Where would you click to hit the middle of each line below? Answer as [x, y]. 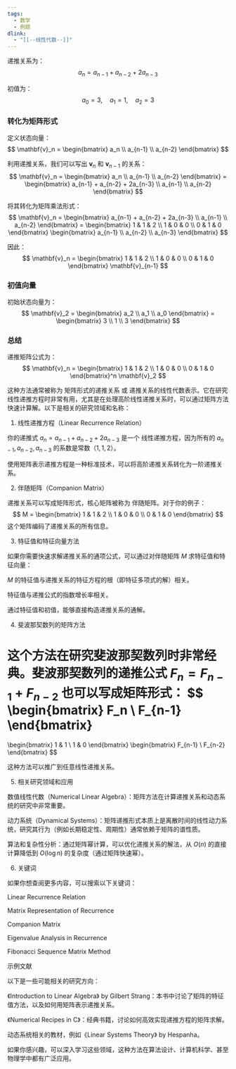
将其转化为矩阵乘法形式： [44, 205]
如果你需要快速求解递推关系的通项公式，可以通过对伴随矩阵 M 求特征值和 [113, 556]
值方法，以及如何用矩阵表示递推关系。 [63, 1005]
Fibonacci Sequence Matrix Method [59, 951]
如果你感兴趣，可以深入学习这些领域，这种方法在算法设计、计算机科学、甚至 [118, 1050]
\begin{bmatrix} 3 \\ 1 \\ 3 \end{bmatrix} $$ [118, 321]
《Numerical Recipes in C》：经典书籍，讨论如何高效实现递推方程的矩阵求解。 [118, 1020]
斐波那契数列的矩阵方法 [51, 625]
